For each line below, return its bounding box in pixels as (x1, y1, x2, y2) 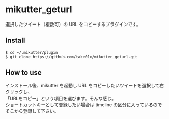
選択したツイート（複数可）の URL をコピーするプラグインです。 (5, 21, 141, 27)
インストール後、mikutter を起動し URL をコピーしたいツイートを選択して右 (5, 82, 164, 88)
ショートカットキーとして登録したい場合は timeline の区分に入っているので (5, 101, 162, 108)
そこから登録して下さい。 (5, 108, 59, 114)
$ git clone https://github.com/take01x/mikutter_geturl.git (5, 54, 138, 59)
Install (5, 36, 25, 45)
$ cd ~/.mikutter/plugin (5, 50, 58, 55)
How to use (5, 68, 42, 77)
